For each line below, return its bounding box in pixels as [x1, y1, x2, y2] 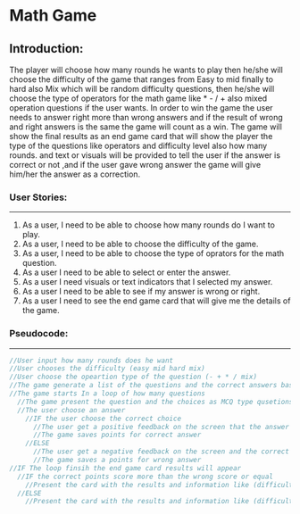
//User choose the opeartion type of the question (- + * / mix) [9, 372, 257, 382]
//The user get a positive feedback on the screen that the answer [32, 422, 290, 431]
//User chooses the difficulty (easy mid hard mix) [9, 364, 205, 373]
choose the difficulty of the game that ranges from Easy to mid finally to [9, 74, 274, 85]
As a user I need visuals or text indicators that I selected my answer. [21, 277, 273, 287]
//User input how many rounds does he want [9, 356, 174, 365]
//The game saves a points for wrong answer [32, 456, 202, 465]
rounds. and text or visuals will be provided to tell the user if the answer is [9, 150, 281, 161]
